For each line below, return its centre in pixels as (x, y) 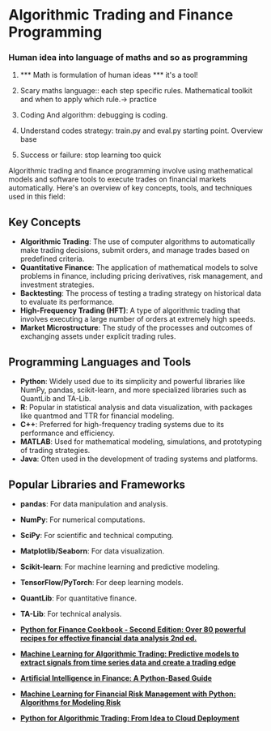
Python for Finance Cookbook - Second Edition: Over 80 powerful (133, 629)
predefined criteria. (52, 259)
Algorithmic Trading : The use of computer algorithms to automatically (138, 242)
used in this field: (37, 197)
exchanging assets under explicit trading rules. (98, 336)
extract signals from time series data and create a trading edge (128, 662)
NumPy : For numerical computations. (83, 519)
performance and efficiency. (68, 433)
